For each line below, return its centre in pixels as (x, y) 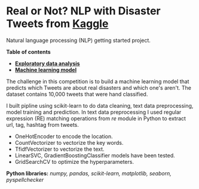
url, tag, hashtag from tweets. (43, 124)
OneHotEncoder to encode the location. (64, 136)
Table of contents (28, 51)
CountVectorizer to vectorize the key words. (69, 142)
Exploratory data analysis (47, 63)
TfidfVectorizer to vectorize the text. (59, 149)
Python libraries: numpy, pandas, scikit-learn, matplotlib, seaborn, (89, 173)
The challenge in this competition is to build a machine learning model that (98, 81)
